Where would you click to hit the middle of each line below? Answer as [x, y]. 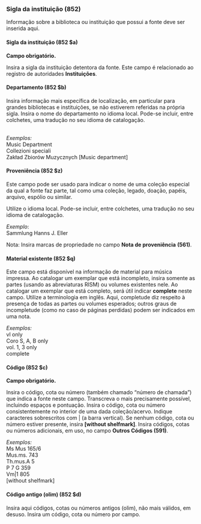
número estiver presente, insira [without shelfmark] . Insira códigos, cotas [98, 424]
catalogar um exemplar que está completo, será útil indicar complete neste [99, 291]
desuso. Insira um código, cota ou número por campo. [73, 514]
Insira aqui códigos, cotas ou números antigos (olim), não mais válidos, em [98, 508]
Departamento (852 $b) [37, 87]
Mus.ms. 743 [22, 455]
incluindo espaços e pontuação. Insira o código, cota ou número [86, 405]
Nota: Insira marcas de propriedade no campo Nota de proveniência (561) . [99, 245]
